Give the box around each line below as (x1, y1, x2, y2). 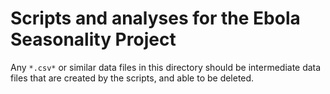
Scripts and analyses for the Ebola (10, 7, 301, 30)
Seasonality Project (10, 28, 177, 51)
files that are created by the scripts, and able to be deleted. (10, 72, 255, 84)
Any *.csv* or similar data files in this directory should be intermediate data (10, 61, 322, 73)
